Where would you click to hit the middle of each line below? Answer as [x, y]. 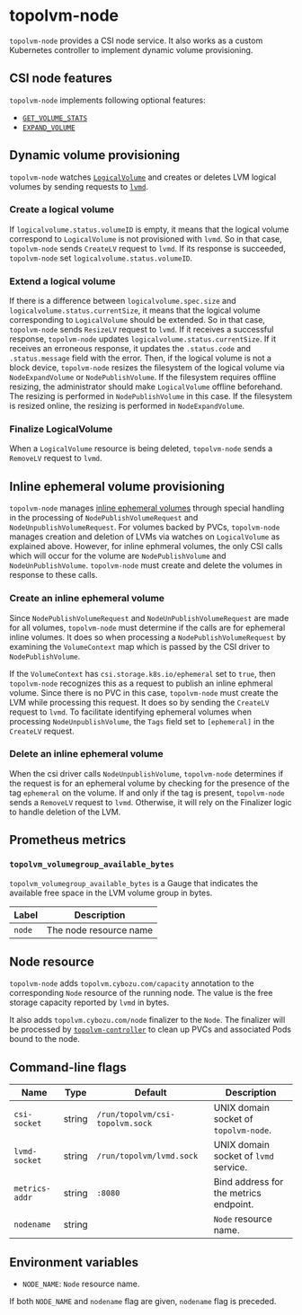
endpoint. [234, 1204]
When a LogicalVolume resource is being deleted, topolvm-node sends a [141, 449]
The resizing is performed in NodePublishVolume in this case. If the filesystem [151, 396]
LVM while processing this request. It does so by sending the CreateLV [139, 702]
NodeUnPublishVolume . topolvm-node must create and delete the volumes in [146, 565]
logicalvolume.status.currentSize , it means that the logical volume [135, 310]
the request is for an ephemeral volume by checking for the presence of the [150, 783]
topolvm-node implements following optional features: [108, 100]
